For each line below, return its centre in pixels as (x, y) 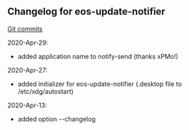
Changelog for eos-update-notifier (86, 12)
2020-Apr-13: (27, 105)
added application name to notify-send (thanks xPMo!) (98, 56)
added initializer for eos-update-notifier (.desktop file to (99, 84)
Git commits (25, 28)
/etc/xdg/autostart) (46, 91)
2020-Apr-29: (28, 43)
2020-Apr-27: (27, 70)
